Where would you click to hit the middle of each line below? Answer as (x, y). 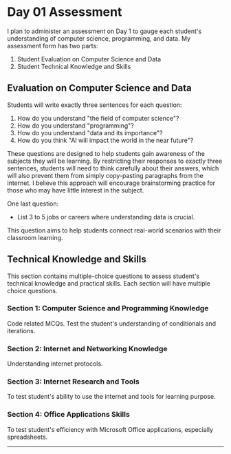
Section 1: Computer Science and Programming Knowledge (108, 308)
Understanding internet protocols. (55, 364)
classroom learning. (35, 237)
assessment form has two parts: (53, 46)
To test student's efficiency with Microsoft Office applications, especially (110, 429)
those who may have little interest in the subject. (76, 190)
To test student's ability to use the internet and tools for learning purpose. (111, 397)
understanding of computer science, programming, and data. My (99, 38)
